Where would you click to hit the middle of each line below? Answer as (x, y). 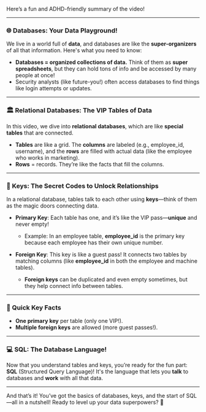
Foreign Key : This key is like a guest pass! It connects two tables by (101, 254)
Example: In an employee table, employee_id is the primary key (105, 236)
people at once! (35, 76)
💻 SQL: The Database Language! (57, 349)
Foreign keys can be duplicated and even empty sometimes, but (106, 279)
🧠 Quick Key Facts (34, 308)
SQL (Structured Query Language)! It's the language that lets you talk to (97, 371)
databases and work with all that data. (55, 378)
